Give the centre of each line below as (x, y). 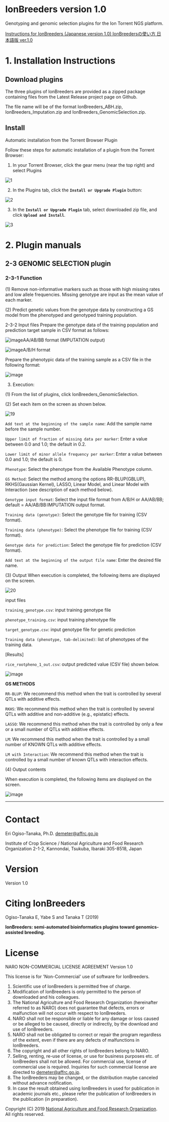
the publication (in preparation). (45, 1099)
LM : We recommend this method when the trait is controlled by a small (77, 739)
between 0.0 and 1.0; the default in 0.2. (46, 444)
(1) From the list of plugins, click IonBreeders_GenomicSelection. (72, 394)
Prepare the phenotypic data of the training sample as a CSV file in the (78, 359)
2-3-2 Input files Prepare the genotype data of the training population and (82, 325)
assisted (14, 933)
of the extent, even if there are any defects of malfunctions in (76, 1040)
